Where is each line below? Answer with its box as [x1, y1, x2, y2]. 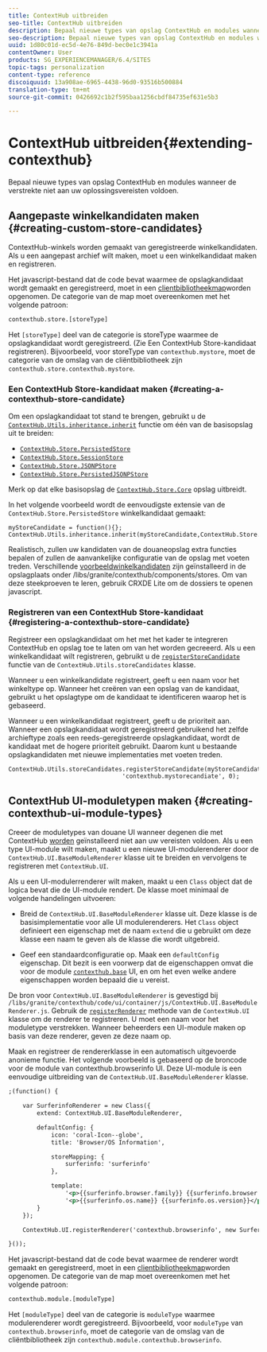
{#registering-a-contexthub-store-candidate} [8, 617, 191, 628]
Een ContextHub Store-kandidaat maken [8, 383, 168, 394]
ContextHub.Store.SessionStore [19, 454, 124, 462]
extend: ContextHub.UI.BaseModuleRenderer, [37, 1109, 183, 1117]
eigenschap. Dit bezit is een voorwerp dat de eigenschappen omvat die [19, 958, 254, 968]
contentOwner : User [8, 49, 73, 56]
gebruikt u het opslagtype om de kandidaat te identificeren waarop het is [8, 693, 246, 702]
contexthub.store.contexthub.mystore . [8, 363, 135, 373]
